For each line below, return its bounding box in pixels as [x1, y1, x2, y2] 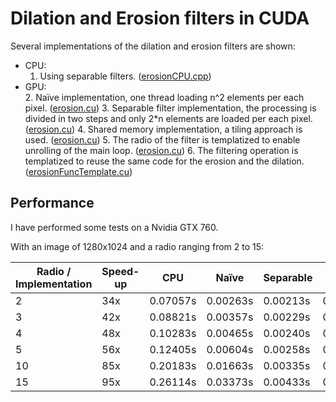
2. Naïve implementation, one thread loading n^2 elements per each [24, 91, 305, 103]
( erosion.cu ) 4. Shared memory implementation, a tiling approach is [24, 123, 303, 135]
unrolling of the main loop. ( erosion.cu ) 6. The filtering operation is [24, 144, 299, 156]
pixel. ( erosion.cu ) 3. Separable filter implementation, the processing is [24, 102, 317, 114]
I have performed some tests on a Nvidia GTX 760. [10, 221, 219, 233]
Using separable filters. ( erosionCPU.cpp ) [39, 70, 212, 82]
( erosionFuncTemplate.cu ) [24, 165, 133, 177]
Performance [10, 195, 95, 212]
